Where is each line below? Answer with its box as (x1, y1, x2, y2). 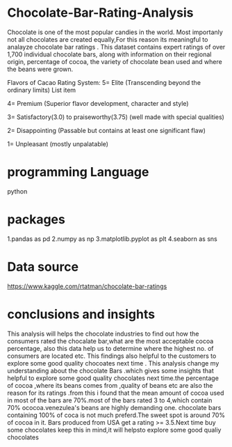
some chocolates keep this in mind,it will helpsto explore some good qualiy (7, 425, 222, 434)
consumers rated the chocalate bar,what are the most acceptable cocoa (7, 336, 214, 345)
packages (7, 212, 66, 228)
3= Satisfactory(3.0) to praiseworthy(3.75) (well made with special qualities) (7, 113, 224, 121)
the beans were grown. (7, 65, 74, 73)
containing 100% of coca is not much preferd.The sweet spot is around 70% (7, 411, 226, 419)
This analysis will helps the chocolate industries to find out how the (7, 329, 199, 338)
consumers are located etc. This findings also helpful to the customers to (7, 352, 217, 360)
